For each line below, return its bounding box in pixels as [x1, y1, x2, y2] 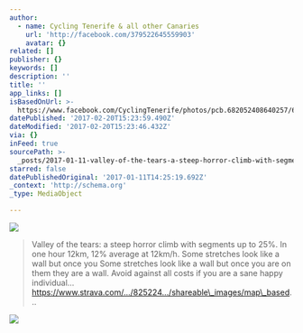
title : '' [9, 80, 47, 89]
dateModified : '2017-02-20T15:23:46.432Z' [9, 123, 171, 132]
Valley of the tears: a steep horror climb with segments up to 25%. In [31, 239, 288, 249]
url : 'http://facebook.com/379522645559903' [25, 30, 196, 39]
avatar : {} [25, 38, 67, 48]
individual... [31, 277, 75, 288]
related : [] [9, 47, 54, 56]
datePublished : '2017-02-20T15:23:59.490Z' [9, 114, 176, 123]
